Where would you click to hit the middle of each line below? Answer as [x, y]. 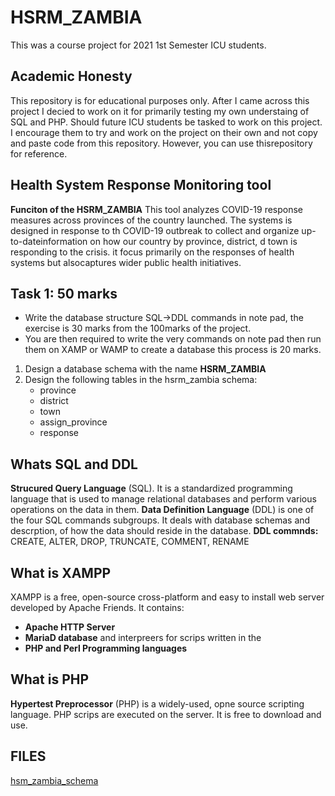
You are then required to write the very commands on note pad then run [173, 339]
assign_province [73, 422]
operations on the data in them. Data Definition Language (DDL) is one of [162, 510]
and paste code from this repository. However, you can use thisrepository [161, 143]
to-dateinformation [49, 241]
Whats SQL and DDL [74, 464]
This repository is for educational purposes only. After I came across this [160, 100]
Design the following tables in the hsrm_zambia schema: [141, 380]
